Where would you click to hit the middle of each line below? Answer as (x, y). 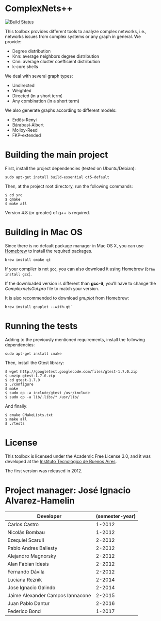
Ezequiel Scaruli (26, 540)
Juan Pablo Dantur (29, 603)
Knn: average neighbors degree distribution (56, 56)
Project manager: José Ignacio (68, 490)
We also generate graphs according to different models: (61, 110)
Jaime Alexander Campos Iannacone (49, 595)
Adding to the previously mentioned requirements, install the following (75, 339)
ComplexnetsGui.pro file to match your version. (52, 288)
